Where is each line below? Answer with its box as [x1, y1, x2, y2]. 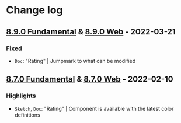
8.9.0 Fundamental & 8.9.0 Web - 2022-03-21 [6, 27, 176, 37]
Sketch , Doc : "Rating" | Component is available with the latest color [14, 105, 174, 112]
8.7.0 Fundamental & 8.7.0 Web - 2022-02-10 [6, 74, 173, 85]
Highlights [6, 92, 36, 100]
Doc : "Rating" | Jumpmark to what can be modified [14, 57, 136, 64]
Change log [6, 3, 63, 17]
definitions [14, 111, 40, 118]
